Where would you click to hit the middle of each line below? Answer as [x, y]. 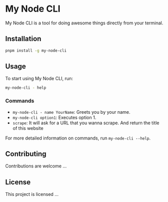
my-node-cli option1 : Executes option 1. [54, 117]
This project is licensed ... [32, 194]
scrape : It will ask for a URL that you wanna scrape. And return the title [86, 123]
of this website [28, 128]
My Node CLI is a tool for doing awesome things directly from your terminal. [84, 23]
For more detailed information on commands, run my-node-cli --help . [78, 138]
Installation [23, 39]
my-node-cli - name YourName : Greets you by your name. [71, 112]
